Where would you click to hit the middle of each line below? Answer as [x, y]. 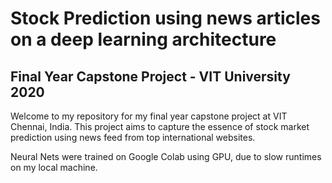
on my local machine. [54, 167]
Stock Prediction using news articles [165, 18]
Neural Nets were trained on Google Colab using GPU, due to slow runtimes [166, 156]
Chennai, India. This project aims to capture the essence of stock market [160, 126]
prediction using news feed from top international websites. [133, 137]
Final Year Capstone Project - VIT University [150, 76]
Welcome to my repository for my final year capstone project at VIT [149, 116]
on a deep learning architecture [143, 39]
